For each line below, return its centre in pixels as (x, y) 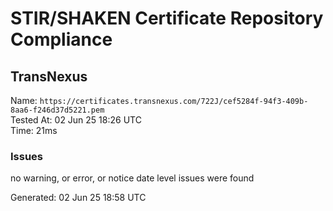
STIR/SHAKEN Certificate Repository (167, 18)
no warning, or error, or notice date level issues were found (132, 178)
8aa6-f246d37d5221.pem (57, 110)
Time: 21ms (34, 130)
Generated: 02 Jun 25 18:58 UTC (78, 198)
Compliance (61, 39)
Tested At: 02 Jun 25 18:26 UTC (76, 120)
